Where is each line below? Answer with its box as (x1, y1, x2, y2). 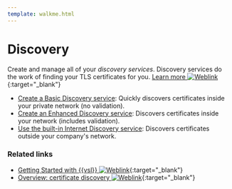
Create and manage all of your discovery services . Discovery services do (7, 65, 223, 73)
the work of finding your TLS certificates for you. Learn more (7, 72, 186, 81)
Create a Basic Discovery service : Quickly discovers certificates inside (17, 93, 226, 102)
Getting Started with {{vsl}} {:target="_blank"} (17, 165, 184, 174)
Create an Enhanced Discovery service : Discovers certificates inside (17, 108, 219, 118)
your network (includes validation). (17, 116, 120, 125)
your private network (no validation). (17, 101, 125, 110)
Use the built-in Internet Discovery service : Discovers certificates (17, 124, 210, 133)
